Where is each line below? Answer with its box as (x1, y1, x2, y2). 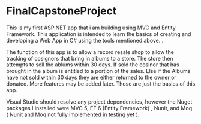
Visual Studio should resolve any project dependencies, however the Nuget (6, 98, 193, 105)
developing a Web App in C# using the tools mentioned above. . (6, 37, 164, 44)
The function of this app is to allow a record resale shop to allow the (6, 48, 174, 55)
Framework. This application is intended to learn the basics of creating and (6, 30, 191, 37)
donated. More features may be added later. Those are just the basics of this (6, 80, 196, 87)
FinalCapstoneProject (6, 4, 117, 18)
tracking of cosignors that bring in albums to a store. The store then (6, 55, 173, 62)
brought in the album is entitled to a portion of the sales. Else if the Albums (6, 67, 191, 74)
